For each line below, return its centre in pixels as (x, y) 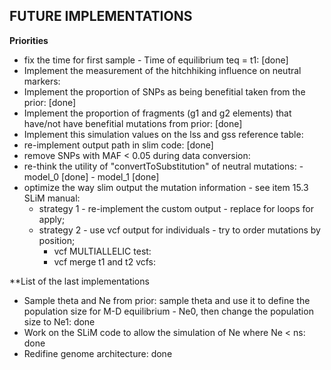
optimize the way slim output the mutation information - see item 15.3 (166, 187)
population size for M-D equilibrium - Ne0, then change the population (168, 311)
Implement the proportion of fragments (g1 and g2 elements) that (157, 113)
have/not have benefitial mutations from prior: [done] (133, 123)
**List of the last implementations (79, 281)
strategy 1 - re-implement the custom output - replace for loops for (176, 208)
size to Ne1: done (59, 321)
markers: (42, 81)
